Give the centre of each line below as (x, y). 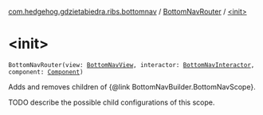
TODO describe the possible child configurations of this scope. (112, 102)
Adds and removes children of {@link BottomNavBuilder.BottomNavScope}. (132, 86)
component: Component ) (46, 72)
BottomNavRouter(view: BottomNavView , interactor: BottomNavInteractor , (131, 65)
